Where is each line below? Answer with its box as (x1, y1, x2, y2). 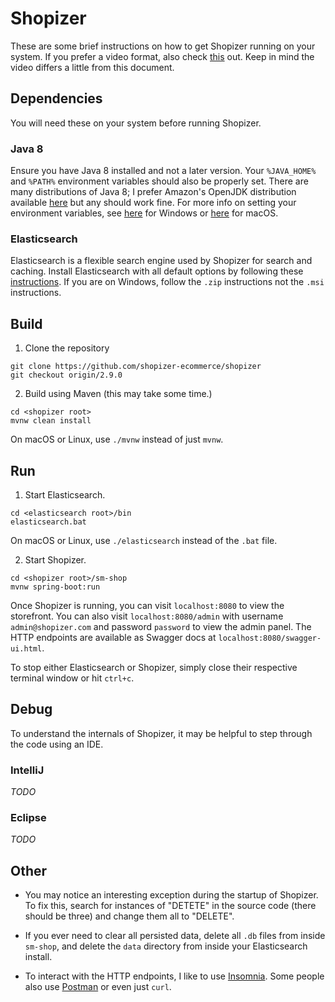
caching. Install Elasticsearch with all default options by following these (10, 265, 304, 277)
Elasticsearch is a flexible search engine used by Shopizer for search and (10, 255, 313, 267)
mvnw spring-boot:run (10, 582, 101, 592)
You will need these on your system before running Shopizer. (10, 117, 262, 129)
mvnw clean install (10, 416, 92, 426)
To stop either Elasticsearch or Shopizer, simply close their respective (10, 661, 298, 673)
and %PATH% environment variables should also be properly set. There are (10, 175, 309, 187)
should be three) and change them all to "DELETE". (24, 910, 235, 922)
